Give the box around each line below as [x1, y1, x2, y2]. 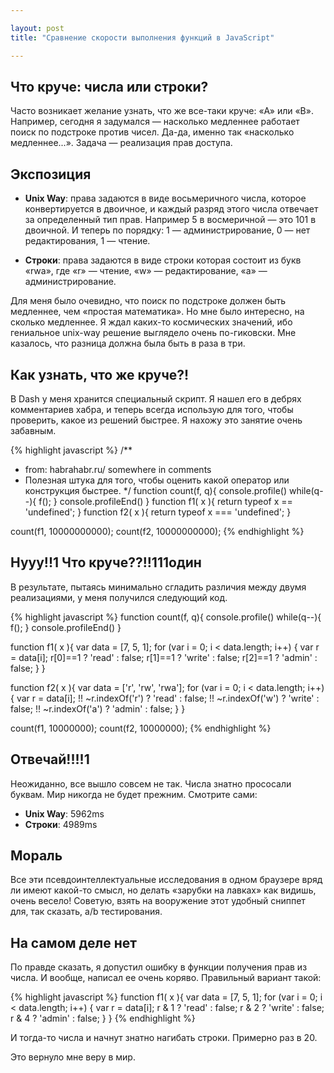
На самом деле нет [10, 934, 137, 951]
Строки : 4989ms [24, 818, 98, 830]
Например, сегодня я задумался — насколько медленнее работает [10, 116, 300, 128]
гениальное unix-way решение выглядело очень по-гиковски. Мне [10, 327, 297, 339]
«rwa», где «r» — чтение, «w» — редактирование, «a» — [24, 265, 268, 277]
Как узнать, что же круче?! [10, 366, 190, 383]
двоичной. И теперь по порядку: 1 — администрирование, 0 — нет [24, 224, 311, 236]
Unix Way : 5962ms [24, 807, 105, 820]
